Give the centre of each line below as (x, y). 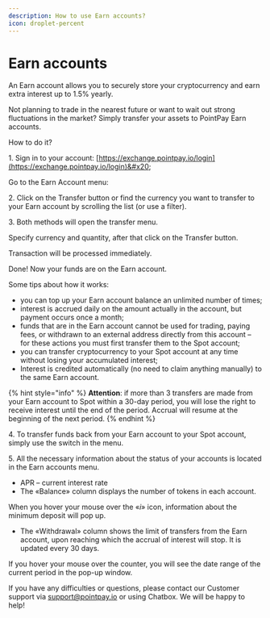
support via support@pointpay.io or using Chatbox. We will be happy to (127, 597)
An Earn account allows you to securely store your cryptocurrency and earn (134, 86)
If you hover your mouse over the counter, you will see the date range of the (135, 564)
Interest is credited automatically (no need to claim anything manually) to (141, 369)
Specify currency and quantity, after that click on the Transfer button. (123, 238)
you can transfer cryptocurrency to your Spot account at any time (129, 352)
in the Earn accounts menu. (54, 467)
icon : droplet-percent (46, 23)
